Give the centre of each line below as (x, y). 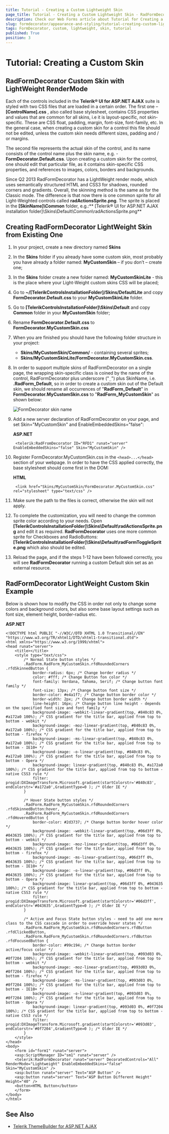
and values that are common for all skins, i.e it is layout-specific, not (76, 117)
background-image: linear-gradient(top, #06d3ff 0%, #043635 (98, 884)
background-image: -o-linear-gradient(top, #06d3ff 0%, (92, 870)
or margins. (18, 138)
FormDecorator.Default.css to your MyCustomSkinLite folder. (78, 297)
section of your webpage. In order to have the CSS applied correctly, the (88, 462)
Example (20, 591)
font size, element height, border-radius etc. (51, 614)
